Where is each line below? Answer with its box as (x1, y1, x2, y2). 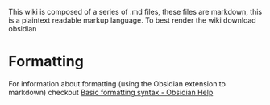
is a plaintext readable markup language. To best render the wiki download (8, 15, 256, 25)
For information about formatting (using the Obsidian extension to (8, 78, 226, 88)
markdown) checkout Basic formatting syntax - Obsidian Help (8, 87, 214, 97)
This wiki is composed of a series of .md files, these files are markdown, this (8, 7, 263, 16)
